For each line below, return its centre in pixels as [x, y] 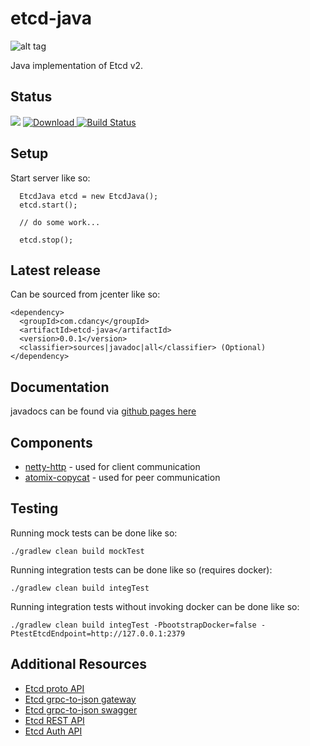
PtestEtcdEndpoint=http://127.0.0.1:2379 [98, 633]
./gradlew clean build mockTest [77, 551]
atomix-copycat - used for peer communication [122, 477]
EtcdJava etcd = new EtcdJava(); [89, 196]
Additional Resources [78, 664]
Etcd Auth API [53, 731]
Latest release [55, 270]
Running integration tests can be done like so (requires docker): [141, 569]
